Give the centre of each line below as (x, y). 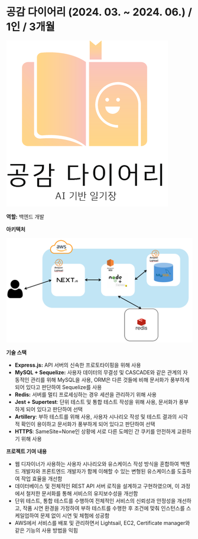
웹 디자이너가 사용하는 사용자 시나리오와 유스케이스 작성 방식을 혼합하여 (97, 464)
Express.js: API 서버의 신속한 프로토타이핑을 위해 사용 (78, 365)
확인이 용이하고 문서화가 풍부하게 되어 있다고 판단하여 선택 (88, 424)
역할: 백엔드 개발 (25, 217)
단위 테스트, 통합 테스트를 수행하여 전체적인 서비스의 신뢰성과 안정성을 (95, 501)
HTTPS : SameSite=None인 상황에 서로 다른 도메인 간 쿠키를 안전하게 (95, 432)
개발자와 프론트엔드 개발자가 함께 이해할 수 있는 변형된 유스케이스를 (98, 471)
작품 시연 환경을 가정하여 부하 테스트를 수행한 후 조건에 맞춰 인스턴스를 (104, 508)
